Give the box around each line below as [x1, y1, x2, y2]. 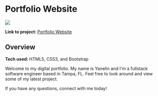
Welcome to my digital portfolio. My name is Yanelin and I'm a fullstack [5, 65, 148, 72]
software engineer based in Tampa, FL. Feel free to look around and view [5, 71, 153, 76]
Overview [5, 43, 36, 51]
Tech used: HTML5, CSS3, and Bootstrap [5, 56, 89, 62]
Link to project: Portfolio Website [5, 28, 72, 35]
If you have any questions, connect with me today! [5, 85, 107, 91]
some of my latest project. [5, 76, 58, 82]
